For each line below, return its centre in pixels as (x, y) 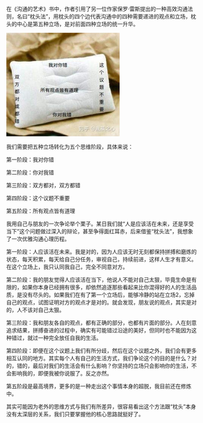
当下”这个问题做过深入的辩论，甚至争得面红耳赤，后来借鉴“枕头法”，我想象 (100, 231)
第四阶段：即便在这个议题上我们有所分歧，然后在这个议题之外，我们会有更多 (101, 350)
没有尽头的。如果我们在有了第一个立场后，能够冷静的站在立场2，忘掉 (108, 295)
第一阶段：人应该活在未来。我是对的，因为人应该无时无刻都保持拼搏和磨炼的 (101, 252)
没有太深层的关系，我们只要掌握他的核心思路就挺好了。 (75, 414)
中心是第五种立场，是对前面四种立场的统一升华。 (78, 24)
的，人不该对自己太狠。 (35, 310)
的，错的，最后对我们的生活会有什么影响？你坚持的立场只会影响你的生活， (99, 366)
